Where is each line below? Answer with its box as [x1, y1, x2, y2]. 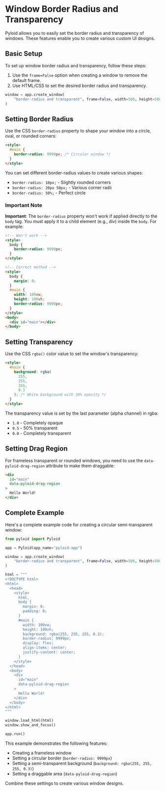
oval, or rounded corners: [5, 133, 56, 139]
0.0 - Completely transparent [12, 430, 71, 436]
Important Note [5, 202, 43, 209]
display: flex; [23, 641, 54, 646]
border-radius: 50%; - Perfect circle [12, 190, 86, 196]
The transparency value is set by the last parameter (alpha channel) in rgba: [5, 410, 159, 416]
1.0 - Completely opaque [12, 420, 63, 425]
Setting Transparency [5, 338, 73, 346]
